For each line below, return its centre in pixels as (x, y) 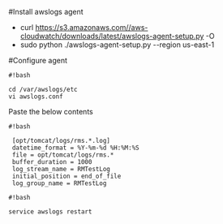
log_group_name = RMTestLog (59, 183)
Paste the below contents (51, 112)
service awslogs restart (50, 212)
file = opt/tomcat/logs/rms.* (63, 155)
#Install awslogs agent (46, 12)
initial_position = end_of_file (66, 176)
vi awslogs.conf (36, 97)
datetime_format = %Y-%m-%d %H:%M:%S (75, 148)
